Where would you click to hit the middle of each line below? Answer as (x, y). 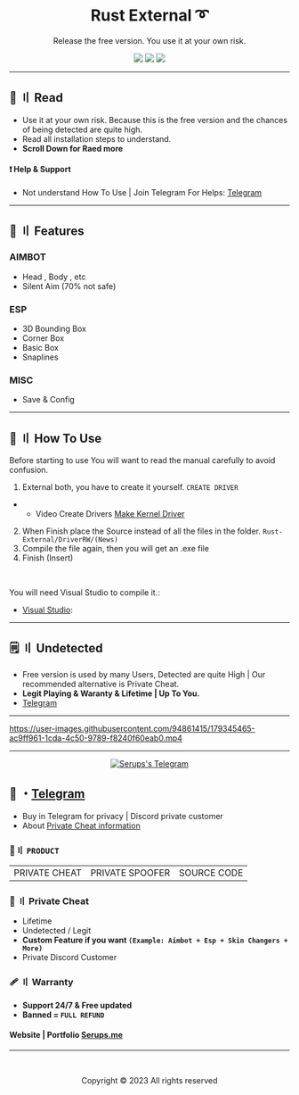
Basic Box (40, 347)
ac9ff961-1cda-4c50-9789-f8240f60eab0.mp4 (96, 738)
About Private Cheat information (81, 825)
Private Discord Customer (69, 958)
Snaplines (40, 357)
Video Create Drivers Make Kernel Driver (110, 514)
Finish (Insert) (48, 558)
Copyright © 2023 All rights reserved (149, 1080)
